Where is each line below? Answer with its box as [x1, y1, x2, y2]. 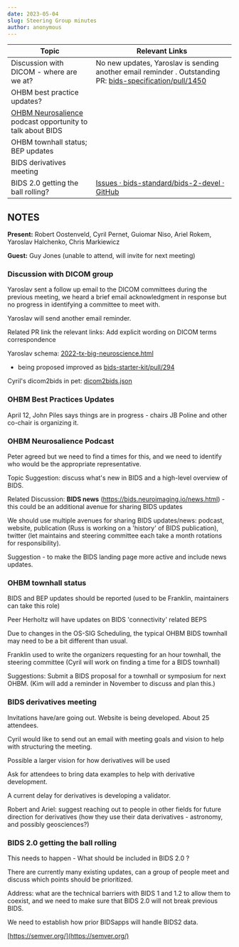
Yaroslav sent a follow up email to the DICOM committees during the [7, 285, 208, 294]
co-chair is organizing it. [7, 418, 79, 427]
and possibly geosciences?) [7, 820, 90, 828]
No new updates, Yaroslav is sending [95, 58, 219, 68]
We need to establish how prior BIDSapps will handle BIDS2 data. [7, 918, 198, 926]
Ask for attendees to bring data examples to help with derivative [7, 769, 196, 779]
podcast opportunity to [11, 117, 88, 127]
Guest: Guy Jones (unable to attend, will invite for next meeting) [7, 252, 196, 260]
